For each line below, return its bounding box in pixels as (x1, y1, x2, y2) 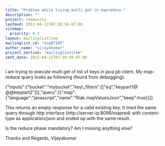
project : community (5, 17, 47, 22)
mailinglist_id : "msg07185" (5, 41, 65, 46)
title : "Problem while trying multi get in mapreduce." (5, 7, 126, 13)
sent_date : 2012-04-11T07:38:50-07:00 (5, 54, 87, 60)
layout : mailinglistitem (5, 36, 58, 41)
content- (142, 110, 160, 116)
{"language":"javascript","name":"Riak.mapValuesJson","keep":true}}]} (5, 95, 153, 101)
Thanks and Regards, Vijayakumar (5, 135, 77, 141)
